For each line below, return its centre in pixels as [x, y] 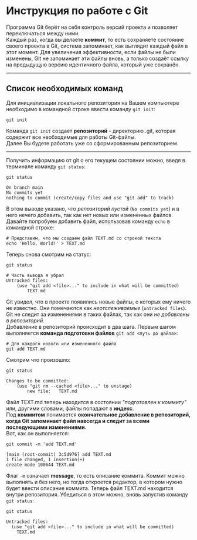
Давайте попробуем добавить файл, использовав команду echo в [88, 221]
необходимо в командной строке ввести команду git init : [81, 109]
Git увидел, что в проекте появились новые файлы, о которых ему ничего [98, 302]
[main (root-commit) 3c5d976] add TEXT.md [59, 454]
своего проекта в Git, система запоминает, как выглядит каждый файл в [97, 46]
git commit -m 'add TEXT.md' [42, 444]
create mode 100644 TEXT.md [40, 465]
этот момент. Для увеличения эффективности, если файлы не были [91, 52]
